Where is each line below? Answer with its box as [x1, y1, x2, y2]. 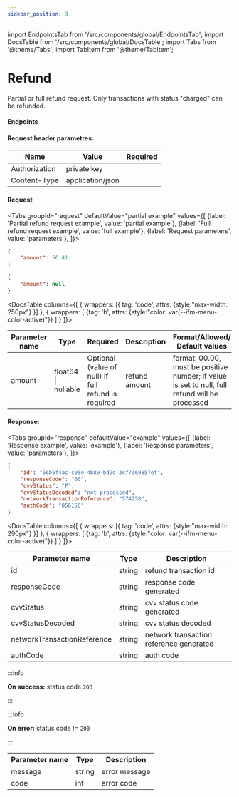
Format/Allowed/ [172, 332, 231, 342]
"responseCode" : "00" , [20, 475, 87, 483]
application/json [65, 175, 119, 185]
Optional [87, 353, 116, 363]
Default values [176, 341, 228, 351]
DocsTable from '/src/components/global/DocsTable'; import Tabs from [7, 37, 217, 46]
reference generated [144, 639, 214, 649]
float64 [53, 366, 79, 376]
